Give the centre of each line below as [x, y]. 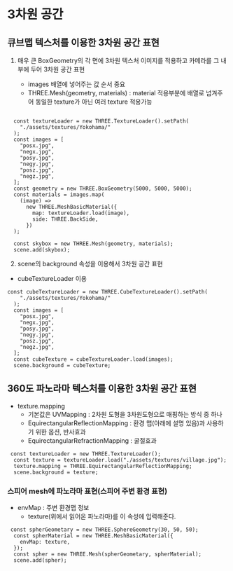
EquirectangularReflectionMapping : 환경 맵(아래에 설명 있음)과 [116, 423]
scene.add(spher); [41, 560]
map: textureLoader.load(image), [81, 213]
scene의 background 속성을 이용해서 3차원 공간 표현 [90, 264]
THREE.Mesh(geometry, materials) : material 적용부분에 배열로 [116, 93]
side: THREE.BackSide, [65, 219]
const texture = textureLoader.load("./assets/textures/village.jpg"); [120, 460]
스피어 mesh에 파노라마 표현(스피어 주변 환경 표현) [87, 491]
